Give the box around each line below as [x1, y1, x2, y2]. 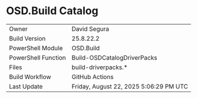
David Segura [71, 25, 109, 33]
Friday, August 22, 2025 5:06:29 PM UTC [71, 82, 189, 90]
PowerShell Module [9, 44, 63, 52]
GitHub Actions [71, 73, 114, 81]
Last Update [9, 82, 43, 90]
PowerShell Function [9, 53, 66, 61]
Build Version [9, 34, 46, 43]
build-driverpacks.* [71, 63, 128, 71]
